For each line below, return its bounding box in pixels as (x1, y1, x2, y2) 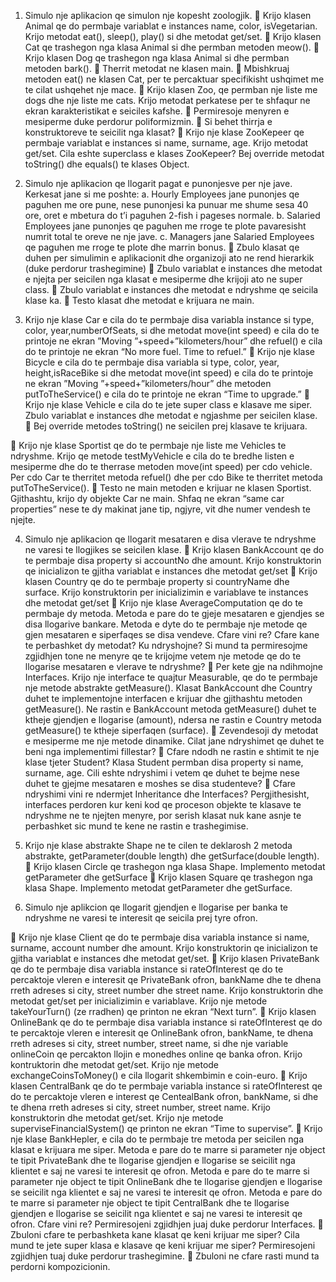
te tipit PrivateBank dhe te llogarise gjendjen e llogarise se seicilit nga (10, 1155, 296, 1166)
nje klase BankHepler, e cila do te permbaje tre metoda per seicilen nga (10, 1133, 304, 1145)
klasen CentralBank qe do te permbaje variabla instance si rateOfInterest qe (10, 1080, 323, 1092)
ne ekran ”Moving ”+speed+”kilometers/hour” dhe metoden (24, 378, 272, 389)
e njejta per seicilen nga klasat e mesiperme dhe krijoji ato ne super (24, 273, 303, 285)
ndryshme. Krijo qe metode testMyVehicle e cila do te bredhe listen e (10, 450, 295, 462)
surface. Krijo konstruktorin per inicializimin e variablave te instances (24, 586, 309, 598)
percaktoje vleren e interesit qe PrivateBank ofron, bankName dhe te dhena (10, 974, 322, 985)
